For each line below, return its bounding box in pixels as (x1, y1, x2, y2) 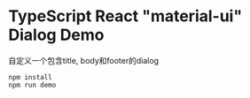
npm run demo (8, 80, 57, 89)
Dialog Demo (8, 25, 105, 45)
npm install (8, 72, 52, 81)
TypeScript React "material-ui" (8, 6, 243, 26)
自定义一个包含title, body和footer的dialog (8, 55, 160, 65)
